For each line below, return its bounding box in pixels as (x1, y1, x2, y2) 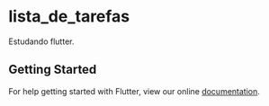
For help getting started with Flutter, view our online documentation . (8, 85, 260, 96)
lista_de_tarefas (8, 6, 130, 27)
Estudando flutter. (8, 36, 75, 47)
